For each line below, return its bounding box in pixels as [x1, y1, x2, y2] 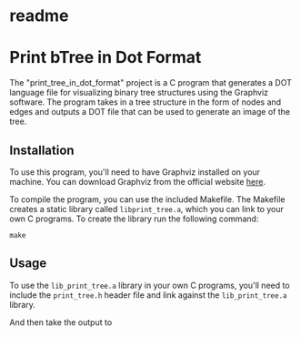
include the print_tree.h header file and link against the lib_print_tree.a [9, 289, 287, 301]
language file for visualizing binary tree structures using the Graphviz [9, 87, 269, 98]
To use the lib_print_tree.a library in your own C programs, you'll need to [9, 280, 290, 291]
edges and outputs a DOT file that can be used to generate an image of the [9, 107, 291, 117]
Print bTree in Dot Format [9, 47, 202, 68]
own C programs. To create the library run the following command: [9, 213, 259, 224]
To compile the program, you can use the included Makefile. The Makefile [9, 193, 286, 205]
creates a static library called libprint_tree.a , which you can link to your [9, 203, 285, 214]
